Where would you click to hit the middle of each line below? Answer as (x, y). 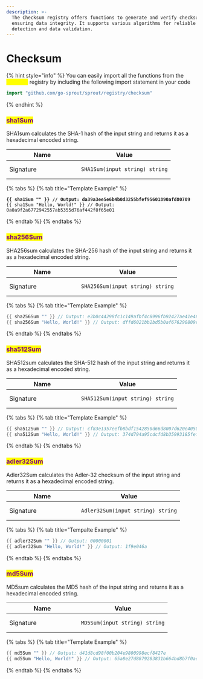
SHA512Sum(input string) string (127, 398)
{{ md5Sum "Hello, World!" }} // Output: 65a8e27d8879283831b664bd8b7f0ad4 (104, 658)
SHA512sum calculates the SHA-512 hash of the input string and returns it (98, 363)
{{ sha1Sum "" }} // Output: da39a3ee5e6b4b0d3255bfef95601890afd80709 (98, 200)
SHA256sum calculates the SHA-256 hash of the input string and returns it (99, 250)
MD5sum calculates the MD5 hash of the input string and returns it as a (95, 587)
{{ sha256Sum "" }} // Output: (46, 316)
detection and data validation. (53, 29)
